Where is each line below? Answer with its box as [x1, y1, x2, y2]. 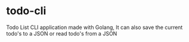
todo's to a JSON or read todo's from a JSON [6, 30, 117, 37]
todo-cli [6, 4, 47, 18]
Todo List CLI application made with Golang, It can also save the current [6, 24, 183, 31]
